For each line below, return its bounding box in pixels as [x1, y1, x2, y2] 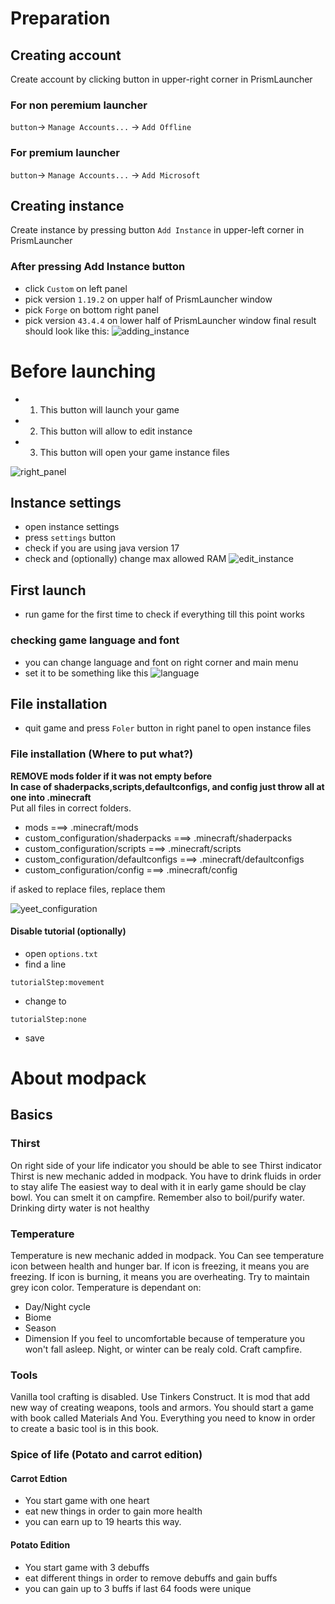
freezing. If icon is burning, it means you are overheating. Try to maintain [10, 1271, 310, 1283]
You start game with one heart [24, 1495, 150, 1507]
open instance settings [24, 521, 120, 533]
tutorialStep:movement [10, 977, 105, 987]
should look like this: [24, 325, 110, 337]
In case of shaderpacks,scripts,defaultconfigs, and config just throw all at [10, 780, 325, 792]
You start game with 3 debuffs [24, 1561, 150, 1573]
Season [24, 1322, 57, 1334]
